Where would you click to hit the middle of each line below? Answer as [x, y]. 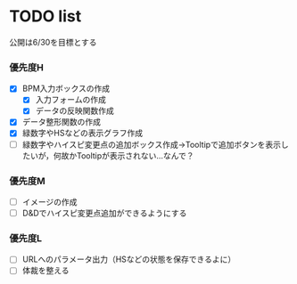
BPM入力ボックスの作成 [66, 89]
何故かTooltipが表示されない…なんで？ [124, 155]
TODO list [45, 16]
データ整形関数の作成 [61, 122]
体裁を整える [45, 271]
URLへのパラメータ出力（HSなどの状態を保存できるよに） [129, 259]
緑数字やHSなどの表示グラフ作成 [82, 133]
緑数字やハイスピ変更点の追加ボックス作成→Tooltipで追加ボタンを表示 [151, 144]
